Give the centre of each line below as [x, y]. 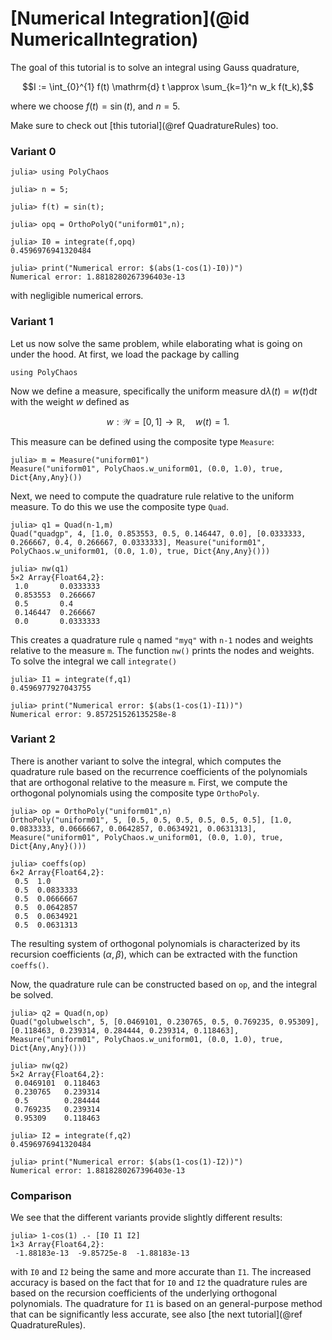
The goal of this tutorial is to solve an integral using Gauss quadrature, [155, 67]
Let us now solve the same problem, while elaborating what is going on [156, 343]
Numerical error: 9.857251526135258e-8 [93, 714]
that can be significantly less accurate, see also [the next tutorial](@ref [156, 1314]
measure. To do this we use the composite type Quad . [120, 506]
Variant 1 [32, 322]
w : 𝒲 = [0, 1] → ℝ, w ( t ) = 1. [168, 421]
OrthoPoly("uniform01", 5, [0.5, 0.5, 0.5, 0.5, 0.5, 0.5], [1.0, [151, 820]
